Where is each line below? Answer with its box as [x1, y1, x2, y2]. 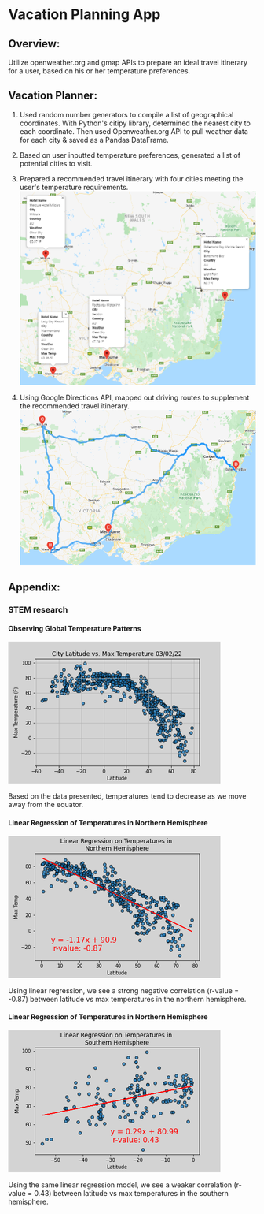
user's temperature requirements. [19, 182, 129, 192]
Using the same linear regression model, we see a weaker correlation [8, 1180, 233, 1190]
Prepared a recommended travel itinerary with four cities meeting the [19, 173, 244, 183]
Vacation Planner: [8, 89, 98, 102]
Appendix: [8, 581, 60, 594]
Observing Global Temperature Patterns [8, 624, 141, 633]
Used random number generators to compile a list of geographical [19, 110, 234, 119]
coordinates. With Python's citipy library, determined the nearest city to [19, 118, 251, 128]
